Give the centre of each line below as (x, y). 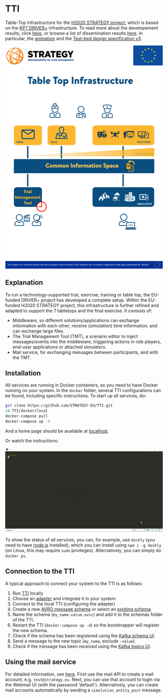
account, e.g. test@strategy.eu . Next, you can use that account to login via (82, 679)
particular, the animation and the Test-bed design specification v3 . (74, 38)
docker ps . (16, 556)
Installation (23, 373)
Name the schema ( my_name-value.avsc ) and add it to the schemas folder (87, 614)
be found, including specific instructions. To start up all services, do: (76, 396)
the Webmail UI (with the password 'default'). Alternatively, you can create (82, 684)
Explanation (24, 283)
